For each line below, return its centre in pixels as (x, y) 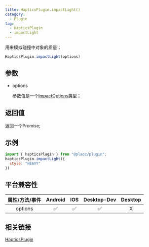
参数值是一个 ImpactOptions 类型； (47, 96)
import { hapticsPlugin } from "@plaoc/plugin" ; (56, 154)
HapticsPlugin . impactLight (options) (43, 57)
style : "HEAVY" (25, 164)
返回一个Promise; (23, 125)
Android (56, 200)
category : (15, 14)
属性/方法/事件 (24, 200)
